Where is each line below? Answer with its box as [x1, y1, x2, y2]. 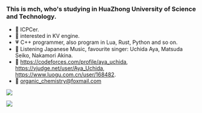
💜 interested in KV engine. [14, 32, 80, 40]
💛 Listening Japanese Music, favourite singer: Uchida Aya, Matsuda [14, 46, 183, 53]
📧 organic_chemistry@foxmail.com [14, 78, 101, 85]
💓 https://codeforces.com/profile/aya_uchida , [14, 58, 128, 66]
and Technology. [6, 12, 57, 20]
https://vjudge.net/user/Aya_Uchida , [14, 65, 105, 72]
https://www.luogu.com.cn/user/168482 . [14, 71, 116, 78]
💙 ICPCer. [14, 26, 39, 33]
